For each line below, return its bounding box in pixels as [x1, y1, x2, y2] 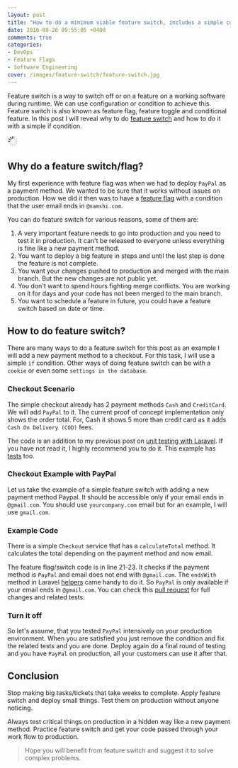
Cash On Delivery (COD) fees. [7, 422, 93, 431]
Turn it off [7, 611, 42, 621]
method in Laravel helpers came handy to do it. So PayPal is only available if [7, 578, 229, 587]
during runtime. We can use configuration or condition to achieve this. [7, 99, 211, 108]
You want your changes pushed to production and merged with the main [17, 266, 229, 276]
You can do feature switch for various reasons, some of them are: [7, 215, 199, 224]
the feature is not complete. [17, 259, 99, 268]
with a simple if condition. [7, 121, 83, 130]
